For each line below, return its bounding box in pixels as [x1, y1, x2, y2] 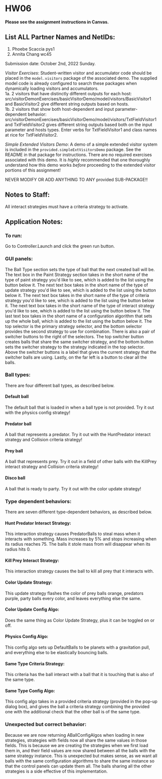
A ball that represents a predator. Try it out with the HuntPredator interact [5, 432, 151, 437]
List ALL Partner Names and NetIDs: [5, 33, 115, 41]
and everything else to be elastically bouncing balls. [5, 649, 109, 655]
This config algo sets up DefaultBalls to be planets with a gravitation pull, [5, 644, 150, 650]
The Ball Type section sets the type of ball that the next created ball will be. [5, 266, 155, 272]
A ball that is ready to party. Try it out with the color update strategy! [5, 485, 142, 491]
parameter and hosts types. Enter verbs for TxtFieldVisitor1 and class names [5, 127, 157, 133]
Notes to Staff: [5, 190, 50, 199]
